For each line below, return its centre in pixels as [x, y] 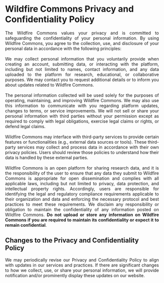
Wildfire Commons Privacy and [70, 9]
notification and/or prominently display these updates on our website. [75, 275]
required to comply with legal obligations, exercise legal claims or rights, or [82, 121]
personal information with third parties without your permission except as [82, 116]
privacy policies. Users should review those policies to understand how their [82, 152]
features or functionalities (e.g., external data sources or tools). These [76, 142]
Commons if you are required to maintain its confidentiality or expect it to [82, 220]
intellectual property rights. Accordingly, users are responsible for [82, 189]
